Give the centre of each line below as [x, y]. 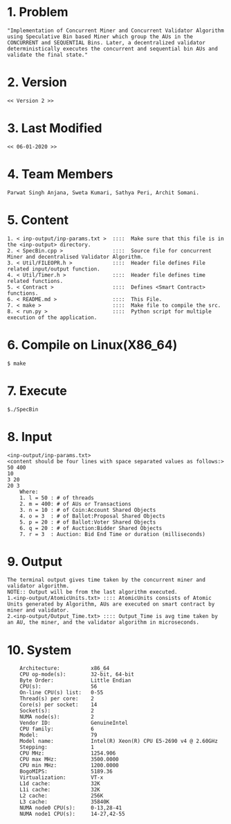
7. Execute [37, 391]
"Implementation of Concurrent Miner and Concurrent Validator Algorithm [116, 31]
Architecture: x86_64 [65, 669]
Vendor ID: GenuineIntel [74, 723]
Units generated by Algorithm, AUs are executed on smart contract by [111, 604]
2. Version [37, 82]
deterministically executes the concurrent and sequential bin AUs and [112, 49]
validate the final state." [48, 55]
